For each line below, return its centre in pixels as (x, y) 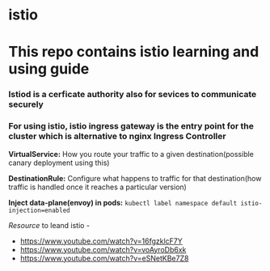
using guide (49, 69)
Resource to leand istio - (49, 225)
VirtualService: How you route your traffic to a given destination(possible (131, 154)
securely (26, 104)
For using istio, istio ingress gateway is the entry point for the (131, 126)
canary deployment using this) (59, 163)
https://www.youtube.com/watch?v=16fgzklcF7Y (101, 241)
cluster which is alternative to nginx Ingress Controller (117, 137)
